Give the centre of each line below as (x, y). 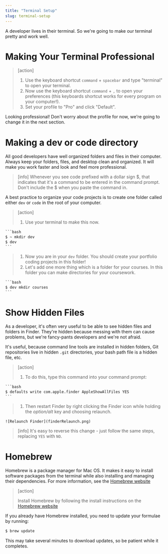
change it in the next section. (35, 122)
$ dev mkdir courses (27, 288)
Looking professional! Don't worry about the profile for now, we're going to (82, 117)
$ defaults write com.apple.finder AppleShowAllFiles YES (67, 392)
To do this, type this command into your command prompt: (86, 377)
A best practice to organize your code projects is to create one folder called (83, 197)
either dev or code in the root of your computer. (53, 203)
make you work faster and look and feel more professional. (66, 167)
